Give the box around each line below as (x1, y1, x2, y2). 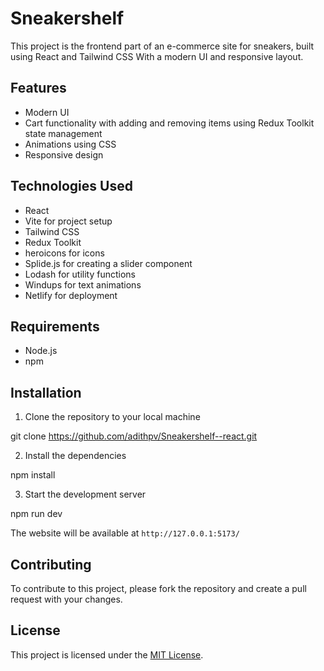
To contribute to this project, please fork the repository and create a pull (10, 583, 307, 594)
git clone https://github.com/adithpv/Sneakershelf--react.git (10, 430, 258, 442)
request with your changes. (10, 593, 123, 605)
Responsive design (24, 148, 104, 161)
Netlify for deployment (24, 289, 118, 301)
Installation (10, 384, 82, 401)
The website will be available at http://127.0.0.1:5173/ (10, 527, 240, 539)
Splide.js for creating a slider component (24, 257, 193, 269)
